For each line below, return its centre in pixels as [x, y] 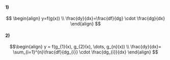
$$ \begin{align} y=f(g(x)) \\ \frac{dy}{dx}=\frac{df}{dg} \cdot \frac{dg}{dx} [86, 18]
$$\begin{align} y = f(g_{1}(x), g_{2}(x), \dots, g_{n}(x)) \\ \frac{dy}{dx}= [86, 47]
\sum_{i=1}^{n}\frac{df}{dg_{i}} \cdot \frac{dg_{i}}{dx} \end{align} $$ [86, 52]
